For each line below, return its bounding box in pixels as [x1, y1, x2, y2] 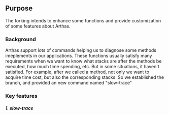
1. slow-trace [5, 105, 33, 111]
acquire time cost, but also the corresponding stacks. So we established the [5, 74, 164, 80]
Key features [5, 93, 38, 100]
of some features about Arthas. [5, 23, 71, 29]
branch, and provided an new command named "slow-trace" [5, 80, 132, 86]
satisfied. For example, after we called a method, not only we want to [5, 69, 150, 75]
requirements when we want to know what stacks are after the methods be [5, 58, 162, 64]
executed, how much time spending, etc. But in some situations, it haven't [5, 64, 160, 70]
